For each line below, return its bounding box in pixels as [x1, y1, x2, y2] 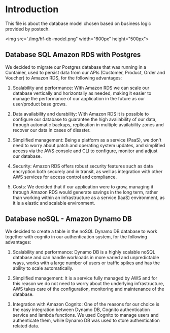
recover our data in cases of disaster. [12, 127, 91, 133]
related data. [12, 322, 40, 329]
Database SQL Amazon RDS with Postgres [5, 50, 141, 59]
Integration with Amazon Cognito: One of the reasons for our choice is [12, 301, 160, 307]
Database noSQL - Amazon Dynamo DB [5, 215, 132, 224]
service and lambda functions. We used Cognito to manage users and [12, 312, 159, 318]
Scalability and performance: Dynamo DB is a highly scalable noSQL [12, 248, 156, 255]
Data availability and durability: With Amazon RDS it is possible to [12, 110, 149, 117]
